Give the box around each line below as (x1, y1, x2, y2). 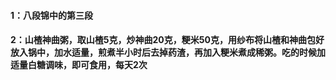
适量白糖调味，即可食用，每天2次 (10, 59, 148, 71)
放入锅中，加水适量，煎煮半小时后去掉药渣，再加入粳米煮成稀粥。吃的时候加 (10, 46, 326, 59)
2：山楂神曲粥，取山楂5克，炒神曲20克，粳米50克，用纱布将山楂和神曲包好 (10, 34, 325, 46)
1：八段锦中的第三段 (10, 9, 94, 21)
